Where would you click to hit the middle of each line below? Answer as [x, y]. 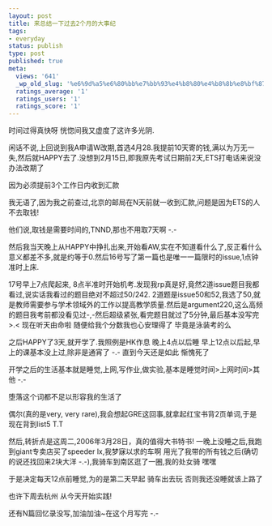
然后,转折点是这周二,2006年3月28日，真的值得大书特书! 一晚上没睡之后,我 [132, 442]
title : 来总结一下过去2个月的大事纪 [62, 24]
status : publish [36, 46]
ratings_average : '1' [52, 91]
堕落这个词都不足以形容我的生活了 [65, 397]
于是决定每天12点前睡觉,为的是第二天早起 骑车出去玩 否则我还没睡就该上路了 [136, 479]
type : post [27, 53]
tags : [17, 31]
